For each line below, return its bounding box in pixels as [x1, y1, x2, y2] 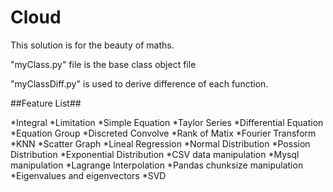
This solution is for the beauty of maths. [10, 39, 175, 51]
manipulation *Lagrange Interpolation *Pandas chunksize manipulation [10, 159, 304, 171]
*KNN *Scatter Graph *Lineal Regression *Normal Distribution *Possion [10, 137, 311, 150]
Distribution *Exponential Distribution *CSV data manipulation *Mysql [10, 148, 300, 160]
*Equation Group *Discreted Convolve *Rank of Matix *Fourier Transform [10, 127, 317, 139]
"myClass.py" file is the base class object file [10, 58, 197, 70]
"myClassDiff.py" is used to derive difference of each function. [10, 77, 269, 90]
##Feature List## [10, 97, 82, 109]
